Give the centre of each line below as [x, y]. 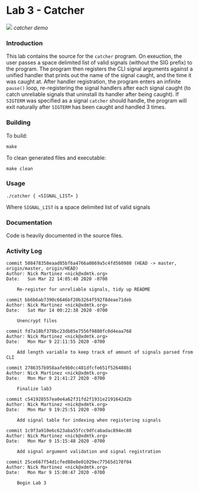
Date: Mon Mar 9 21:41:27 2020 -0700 [56, 378]
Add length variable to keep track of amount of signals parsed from [105, 352]
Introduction [24, 43]
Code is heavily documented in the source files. [65, 236]
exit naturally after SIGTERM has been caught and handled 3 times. [86, 107]
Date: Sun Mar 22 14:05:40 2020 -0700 [57, 279]
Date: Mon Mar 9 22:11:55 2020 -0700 [56, 342]
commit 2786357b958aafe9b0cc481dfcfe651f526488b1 [69, 368]
